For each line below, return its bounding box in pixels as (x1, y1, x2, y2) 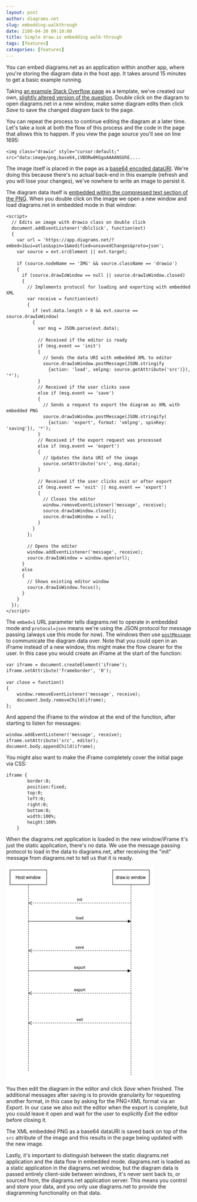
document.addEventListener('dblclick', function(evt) (11, 225, 146, 231)
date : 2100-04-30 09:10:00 (6, 28, 72, 34)
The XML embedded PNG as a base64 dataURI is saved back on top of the (6, 1128, 187, 1135)
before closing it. (6, 1117, 47, 1124)
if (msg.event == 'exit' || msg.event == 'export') (37, 484, 167, 490)
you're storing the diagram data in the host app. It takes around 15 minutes (6, 69, 186, 77)
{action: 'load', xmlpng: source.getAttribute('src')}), (48, 366, 191, 372)
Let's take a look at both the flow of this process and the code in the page (6, 124, 185, 131)
